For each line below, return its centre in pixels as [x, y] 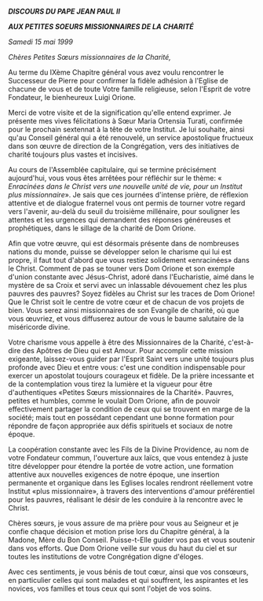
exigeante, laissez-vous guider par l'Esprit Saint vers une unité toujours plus [131, 359]
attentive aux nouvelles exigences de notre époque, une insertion [114, 474]
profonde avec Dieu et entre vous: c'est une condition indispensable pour [127, 367]
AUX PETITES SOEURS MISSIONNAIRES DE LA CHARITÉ [101, 26]
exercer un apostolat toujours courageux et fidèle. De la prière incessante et [131, 376]
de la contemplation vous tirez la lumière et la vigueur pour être [110, 384]
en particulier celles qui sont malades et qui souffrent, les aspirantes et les [128, 580]
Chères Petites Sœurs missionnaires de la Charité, [89, 57]
